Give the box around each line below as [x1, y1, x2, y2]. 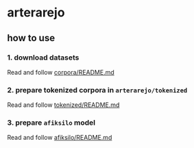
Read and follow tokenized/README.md [7, 101, 120, 109]
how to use [7, 32, 56, 44]
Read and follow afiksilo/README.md [7, 134, 112, 142]
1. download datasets [7, 53, 80, 62]
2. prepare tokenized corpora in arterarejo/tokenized [7, 85, 188, 95]
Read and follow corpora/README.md [7, 68, 114, 76]
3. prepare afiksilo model [7, 118, 96, 127]
